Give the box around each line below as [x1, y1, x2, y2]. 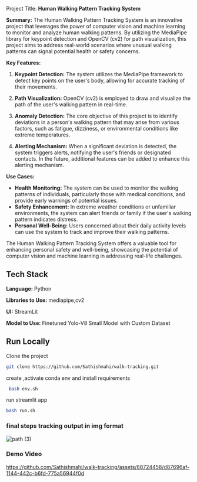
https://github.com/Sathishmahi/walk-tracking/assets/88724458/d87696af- [6, 463, 190, 470]
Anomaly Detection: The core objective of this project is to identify [14, 112, 178, 119]
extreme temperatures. [14, 131, 71, 138]
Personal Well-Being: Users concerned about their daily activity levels [14, 222, 186, 229]
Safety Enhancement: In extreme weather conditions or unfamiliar [14, 203, 176, 210]
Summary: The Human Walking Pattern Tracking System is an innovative [6, 17, 183, 23]
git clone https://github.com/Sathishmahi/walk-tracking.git [6, 363, 159, 370]
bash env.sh [8, 386, 38, 392]
